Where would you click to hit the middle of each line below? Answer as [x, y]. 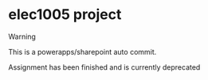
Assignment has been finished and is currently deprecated [104, 67]
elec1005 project [65, 15]
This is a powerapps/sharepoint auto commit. [82, 51]
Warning [22, 36]
